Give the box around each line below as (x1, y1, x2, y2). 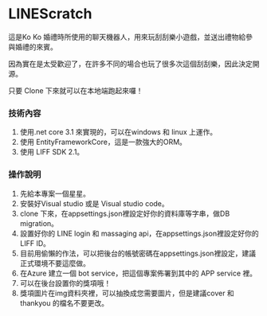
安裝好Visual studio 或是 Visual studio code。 (19, 198, 169, 208)
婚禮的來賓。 (14, 41, 57, 52)
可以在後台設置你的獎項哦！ (19, 278, 112, 287)
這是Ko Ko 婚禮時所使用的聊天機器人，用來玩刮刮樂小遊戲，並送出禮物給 (8, 32, 246, 41)
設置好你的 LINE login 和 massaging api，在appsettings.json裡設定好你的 (19, 228, 259, 238)
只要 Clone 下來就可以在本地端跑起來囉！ (8, 85, 143, 96)
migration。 (19, 218, 58, 228)
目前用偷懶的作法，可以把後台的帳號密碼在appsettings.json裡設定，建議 (19, 248, 257, 258)
